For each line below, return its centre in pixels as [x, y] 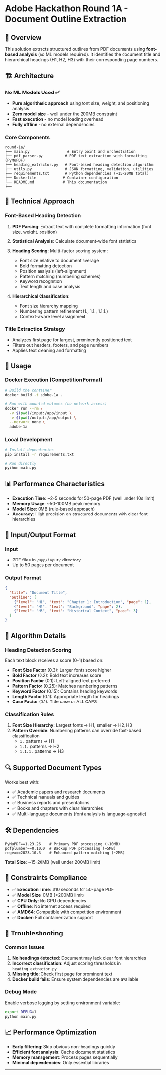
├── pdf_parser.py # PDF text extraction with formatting [76, 156]
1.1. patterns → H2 [40, 746]
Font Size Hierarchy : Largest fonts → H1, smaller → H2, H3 [72, 725]
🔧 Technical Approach [40, 202]
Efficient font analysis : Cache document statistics [63, 1052]
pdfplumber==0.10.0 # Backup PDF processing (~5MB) [61, 848]
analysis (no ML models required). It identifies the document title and [90, 54]
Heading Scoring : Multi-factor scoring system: [60, 251]
